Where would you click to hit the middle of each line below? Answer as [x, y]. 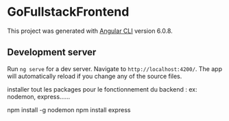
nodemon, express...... [39, 96]
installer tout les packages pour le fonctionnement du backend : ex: [102, 89]
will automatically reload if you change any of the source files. [95, 76]
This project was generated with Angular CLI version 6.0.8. [90, 31]
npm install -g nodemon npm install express [69, 109]
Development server [52, 52]
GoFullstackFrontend [68, 12]
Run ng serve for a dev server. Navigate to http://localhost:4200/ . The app [115, 68]
